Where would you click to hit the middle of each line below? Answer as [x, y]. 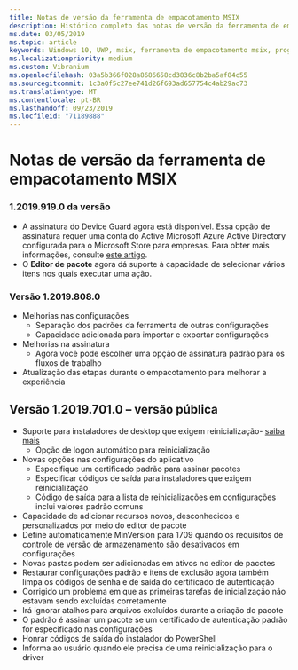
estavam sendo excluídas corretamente [94, 601]
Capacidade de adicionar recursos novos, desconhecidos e [131, 516]
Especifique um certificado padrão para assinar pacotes [138, 469]
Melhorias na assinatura [66, 343]
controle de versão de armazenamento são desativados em [130, 544]
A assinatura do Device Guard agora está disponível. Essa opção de [146, 226]
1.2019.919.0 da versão [60, 207]
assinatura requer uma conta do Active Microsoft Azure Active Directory [154, 235]
